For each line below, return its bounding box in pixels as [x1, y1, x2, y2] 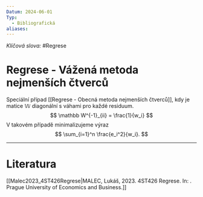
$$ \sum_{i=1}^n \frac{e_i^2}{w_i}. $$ [54, 131, 149, 138]
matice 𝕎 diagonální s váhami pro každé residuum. [6, 102, 134, 110]
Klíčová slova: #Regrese [6, 42, 66, 49]
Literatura [6, 157, 57, 171]
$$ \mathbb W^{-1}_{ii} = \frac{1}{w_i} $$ [50, 112, 153, 119]
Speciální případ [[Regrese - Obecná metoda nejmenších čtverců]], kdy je [6, 96, 190, 103]
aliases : [6, 25, 28, 32]
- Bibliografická [11, 20, 56, 26]
